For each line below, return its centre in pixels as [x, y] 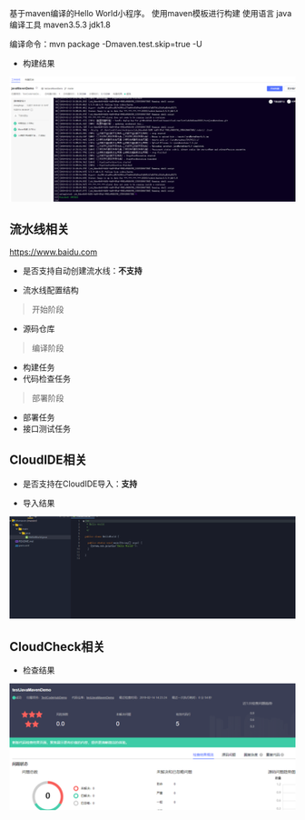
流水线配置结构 [50, 290]
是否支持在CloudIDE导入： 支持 [80, 484]
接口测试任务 [46, 428]
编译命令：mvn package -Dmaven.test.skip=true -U [106, 44]
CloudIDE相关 [49, 460]
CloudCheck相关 [58, 647]
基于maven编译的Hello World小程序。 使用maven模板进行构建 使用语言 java [151, 13]
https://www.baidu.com [54, 252]
